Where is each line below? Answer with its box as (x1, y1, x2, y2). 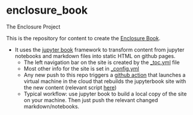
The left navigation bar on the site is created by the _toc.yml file (23, 59, 180, 66)
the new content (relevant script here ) (23, 84, 117, 91)
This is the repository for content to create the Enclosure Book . (6, 34, 161, 41)
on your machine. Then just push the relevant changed (23, 96, 158, 104)
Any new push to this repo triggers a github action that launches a (23, 71, 186, 78)
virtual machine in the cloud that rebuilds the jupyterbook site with (23, 78, 186, 85)
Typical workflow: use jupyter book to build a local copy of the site (23, 90, 187, 97)
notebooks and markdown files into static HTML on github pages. (14, 52, 176, 59)
